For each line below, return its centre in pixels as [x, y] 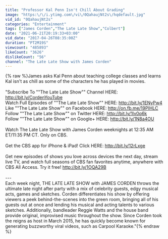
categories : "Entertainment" [36, 24]
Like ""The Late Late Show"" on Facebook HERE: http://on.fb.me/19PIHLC [82, 108]
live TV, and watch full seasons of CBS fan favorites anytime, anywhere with [84, 162]
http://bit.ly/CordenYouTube [34, 98]
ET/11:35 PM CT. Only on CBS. [37, 135]
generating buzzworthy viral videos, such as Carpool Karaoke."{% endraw [82, 226]
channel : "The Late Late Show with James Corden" [59, 62]
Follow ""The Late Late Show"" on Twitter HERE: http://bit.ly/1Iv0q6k [76, 114]
